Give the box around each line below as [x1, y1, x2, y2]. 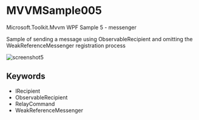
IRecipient [15, 87, 41, 95]
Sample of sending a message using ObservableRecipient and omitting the [6, 35, 193, 42]
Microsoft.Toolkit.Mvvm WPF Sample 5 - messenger [6, 24, 137, 31]
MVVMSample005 [6, 4, 102, 18]
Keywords [6, 71, 46, 82]
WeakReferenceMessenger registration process [6, 42, 126, 49]
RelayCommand [15, 100, 55, 107]
